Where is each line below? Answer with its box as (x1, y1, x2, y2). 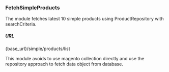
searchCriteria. (5, 21, 37, 27)
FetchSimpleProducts (5, 4, 60, 11)
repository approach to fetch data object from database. (5, 61, 123, 67)
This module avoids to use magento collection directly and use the (5, 56, 145, 62)
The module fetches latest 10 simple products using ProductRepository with (5, 16, 164, 22)
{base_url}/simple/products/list (5, 45, 70, 52)
